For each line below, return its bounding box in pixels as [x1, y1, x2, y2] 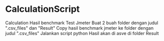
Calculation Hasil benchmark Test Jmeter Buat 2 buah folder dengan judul [5, 20, 158, 26]
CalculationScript [5, 3, 80, 15]
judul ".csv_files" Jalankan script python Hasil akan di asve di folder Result [5, 30, 159, 36]
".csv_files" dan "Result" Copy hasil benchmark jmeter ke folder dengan [5, 25, 154, 31]
